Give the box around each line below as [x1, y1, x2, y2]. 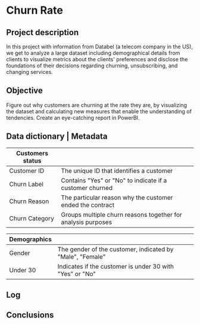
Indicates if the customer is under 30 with [57, 262, 174, 270]
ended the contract [61, 201, 115, 209]
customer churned [61, 183, 113, 192]
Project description [6, 27, 79, 38]
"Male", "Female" [57, 253, 106, 261]
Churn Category [9, 214, 55, 222]
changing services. [6, 68, 54, 75]
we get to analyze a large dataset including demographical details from [6, 49, 180, 57]
